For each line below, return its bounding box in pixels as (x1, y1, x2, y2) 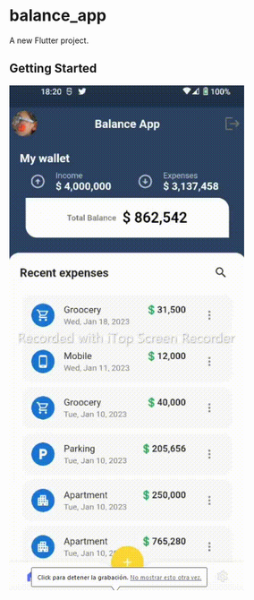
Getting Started (9, 61, 97, 76)
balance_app (9, 5, 107, 26)
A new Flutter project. (9, 35, 89, 46)
